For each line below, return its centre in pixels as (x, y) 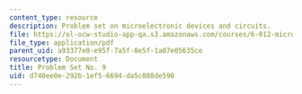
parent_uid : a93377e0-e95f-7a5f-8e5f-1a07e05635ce (106, 51)
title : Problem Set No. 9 (58, 68)
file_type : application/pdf (62, 43)
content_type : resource (54, 17)
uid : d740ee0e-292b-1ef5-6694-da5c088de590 (92, 76)
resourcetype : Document (54, 59)
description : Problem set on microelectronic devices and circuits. (140, 26)
